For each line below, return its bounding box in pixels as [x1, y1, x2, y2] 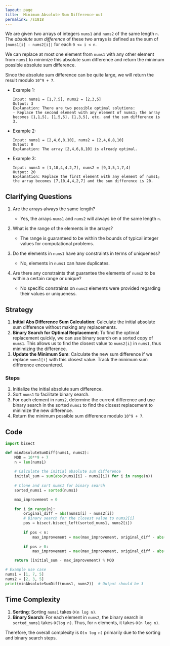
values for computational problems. [20, 241, 95, 247]
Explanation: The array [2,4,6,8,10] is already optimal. [12, 146, 138, 152]
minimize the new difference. [12, 407, 73, 413]
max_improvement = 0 [14, 497, 58, 502]
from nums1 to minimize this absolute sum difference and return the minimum [5, 57, 164, 63]
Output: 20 [12, 170, 36, 175]
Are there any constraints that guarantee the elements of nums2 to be [12, 270, 155, 276]
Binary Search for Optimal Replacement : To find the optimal [12, 330, 139, 335]
